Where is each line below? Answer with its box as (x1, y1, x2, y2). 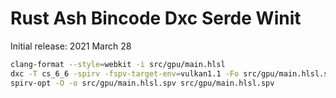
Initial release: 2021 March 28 (10, 40, 132, 52)
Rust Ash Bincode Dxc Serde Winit (10, 7, 302, 30)
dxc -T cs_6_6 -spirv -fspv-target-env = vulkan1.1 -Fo (10, 68, 240, 79)
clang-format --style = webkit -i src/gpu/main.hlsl (10, 59, 226, 69)
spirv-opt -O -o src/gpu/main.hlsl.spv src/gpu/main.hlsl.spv (10, 78, 275, 88)
